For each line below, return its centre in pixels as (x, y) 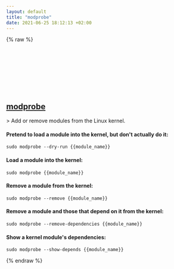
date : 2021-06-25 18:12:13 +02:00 (49, 23)
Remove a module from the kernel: (50, 186)
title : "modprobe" (29, 17)
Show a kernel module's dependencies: (56, 237)
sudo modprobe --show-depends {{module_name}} (65, 250)
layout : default (26, 12)
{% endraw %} (24, 261)
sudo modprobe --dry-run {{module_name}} (58, 147)
